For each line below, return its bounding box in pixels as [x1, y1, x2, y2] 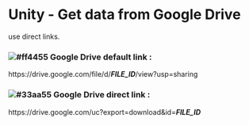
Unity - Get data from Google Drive [8, 6, 241, 24]
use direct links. [8, 32, 60, 41]
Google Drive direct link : [52, 89, 151, 100]
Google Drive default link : [50, 51, 152, 62]
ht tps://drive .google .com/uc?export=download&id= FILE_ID [8, 107, 201, 116]
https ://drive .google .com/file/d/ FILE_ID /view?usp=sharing [8, 70, 198, 79]
